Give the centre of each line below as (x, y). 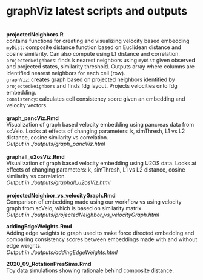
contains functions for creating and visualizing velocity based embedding (98, 41)
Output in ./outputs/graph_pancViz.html (56, 144)
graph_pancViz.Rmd (33, 118)
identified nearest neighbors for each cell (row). (66, 73)
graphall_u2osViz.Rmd (35, 156)
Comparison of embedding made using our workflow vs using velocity (94, 202)
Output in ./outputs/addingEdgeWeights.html (62, 252)
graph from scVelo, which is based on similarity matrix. (75, 208)
